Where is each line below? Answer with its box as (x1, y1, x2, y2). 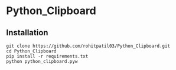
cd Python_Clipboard (6, 48, 57, 54)
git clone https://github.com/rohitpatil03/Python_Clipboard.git (6, 43, 170, 49)
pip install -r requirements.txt (6, 54, 89, 59)
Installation (6, 28, 48, 38)
